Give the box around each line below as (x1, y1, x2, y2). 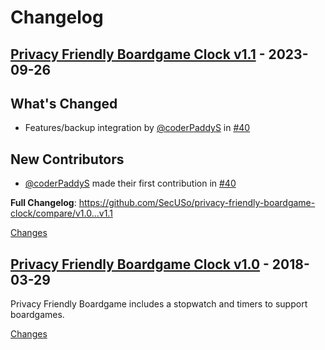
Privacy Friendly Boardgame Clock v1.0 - (10, 256, 270, 273)
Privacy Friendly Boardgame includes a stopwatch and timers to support (10, 298, 308, 310)
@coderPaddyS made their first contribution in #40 (24, 177, 237, 190)
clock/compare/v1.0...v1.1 (10, 207, 113, 220)
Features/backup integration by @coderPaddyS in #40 (24, 122, 251, 134)
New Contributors (10, 151, 125, 168)
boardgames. (10, 309, 65, 321)
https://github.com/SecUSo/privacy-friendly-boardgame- (78, 197, 316, 209)
